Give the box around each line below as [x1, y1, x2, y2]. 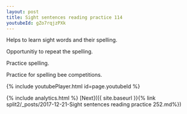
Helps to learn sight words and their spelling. [6, 37, 118, 44]
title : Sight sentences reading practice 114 [6, 14, 122, 20]
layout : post [6, 8, 39, 15]
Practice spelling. [6, 59, 49, 67]
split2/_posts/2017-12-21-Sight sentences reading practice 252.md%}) [6, 101, 182, 108]
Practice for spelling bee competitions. [6, 71, 103, 79]
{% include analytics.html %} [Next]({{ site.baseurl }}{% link [6, 94, 156, 102]
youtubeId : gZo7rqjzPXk [6, 20, 66, 26]
